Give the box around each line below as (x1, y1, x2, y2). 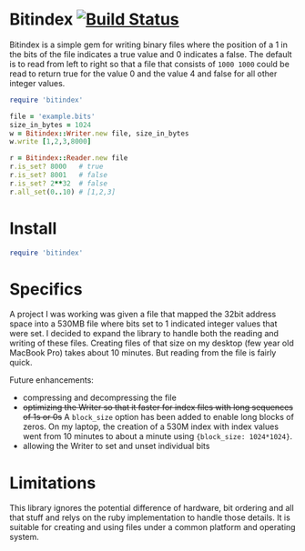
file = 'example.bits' (9, 112, 96, 121)
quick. (9, 357, 33, 368)
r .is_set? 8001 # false (9, 171, 107, 180)
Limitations (9, 473, 97, 493)
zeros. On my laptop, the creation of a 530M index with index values (22, 421, 280, 432)
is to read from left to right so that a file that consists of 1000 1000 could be (9, 58, 290, 69)
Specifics (9, 278, 83, 299)
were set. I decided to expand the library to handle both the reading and (9, 328, 280, 339)
